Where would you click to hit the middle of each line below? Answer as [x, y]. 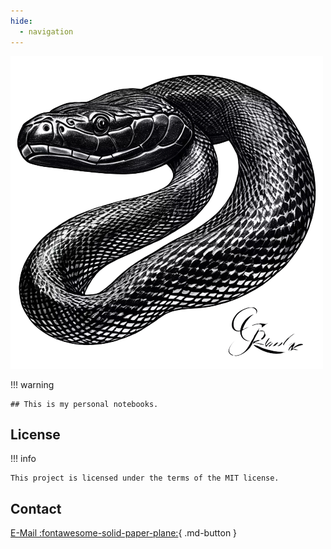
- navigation [46, 31]
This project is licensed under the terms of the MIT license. [145, 478]
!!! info [23, 459]
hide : [21, 21]
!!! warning [32, 384]
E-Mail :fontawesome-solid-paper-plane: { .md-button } [124, 533]
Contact [36, 508]
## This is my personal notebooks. [84, 404]
